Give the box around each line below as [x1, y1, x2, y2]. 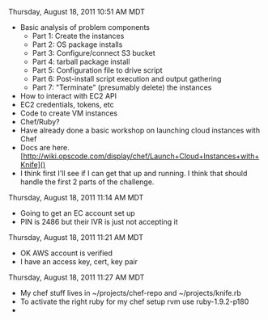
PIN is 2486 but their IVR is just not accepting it [19, 217, 178, 226]
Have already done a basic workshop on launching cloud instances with [19, 125, 261, 135]
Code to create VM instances [19, 108, 118, 118]
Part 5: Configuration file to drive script [32, 65, 163, 75]
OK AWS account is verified [19, 248, 113, 258]
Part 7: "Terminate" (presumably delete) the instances [32, 82, 212, 92]
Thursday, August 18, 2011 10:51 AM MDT [8, 7, 146, 16]
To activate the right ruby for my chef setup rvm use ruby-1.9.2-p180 [19, 297, 249, 306]
